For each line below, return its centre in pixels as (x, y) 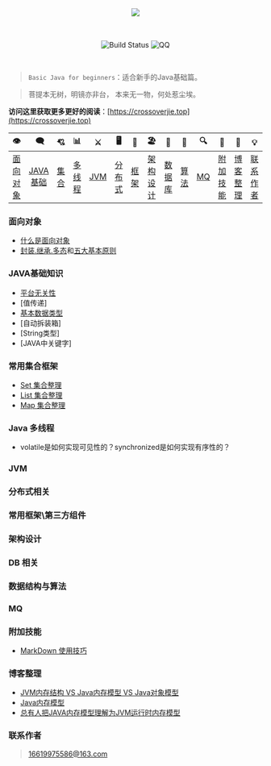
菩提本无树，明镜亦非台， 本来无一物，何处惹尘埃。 (114, 94)
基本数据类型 (41, 313)
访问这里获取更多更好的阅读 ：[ (59, 111)
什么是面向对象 (45, 240)
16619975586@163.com (68, 754)
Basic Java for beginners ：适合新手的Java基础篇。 (115, 77)
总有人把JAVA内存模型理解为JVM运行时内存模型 (100, 713)
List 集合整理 (41, 395)
